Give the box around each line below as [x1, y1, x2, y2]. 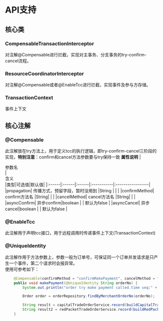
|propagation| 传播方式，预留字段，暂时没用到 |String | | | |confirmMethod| [5, 188, 154, 194]
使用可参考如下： [5, 266, 39, 272]
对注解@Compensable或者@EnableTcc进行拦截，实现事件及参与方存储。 [5, 82, 151, 88]
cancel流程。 [5, 58, 32, 64]
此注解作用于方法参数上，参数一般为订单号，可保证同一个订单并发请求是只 [5, 254, 154, 260]
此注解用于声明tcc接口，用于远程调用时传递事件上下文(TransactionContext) [5, 230, 156, 236]
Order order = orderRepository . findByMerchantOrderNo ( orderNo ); [22, 294, 155, 299]
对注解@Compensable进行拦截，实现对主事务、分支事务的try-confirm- [5, 51, 147, 57]
